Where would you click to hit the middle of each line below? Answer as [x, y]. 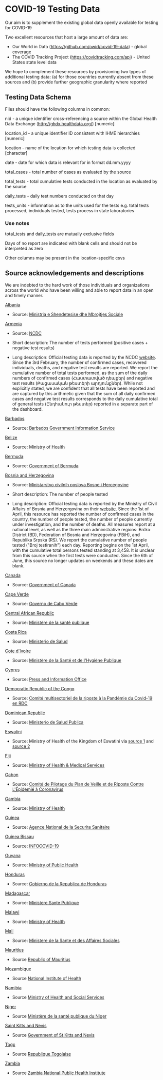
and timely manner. [24, 295]
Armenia [14, 323]
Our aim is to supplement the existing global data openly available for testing [82, 22]
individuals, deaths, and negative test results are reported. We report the [85, 367]
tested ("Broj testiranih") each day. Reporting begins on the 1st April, [81, 545]
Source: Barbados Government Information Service [63, 428]
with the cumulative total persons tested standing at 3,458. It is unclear [83, 550]
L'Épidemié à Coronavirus [38, 789]
